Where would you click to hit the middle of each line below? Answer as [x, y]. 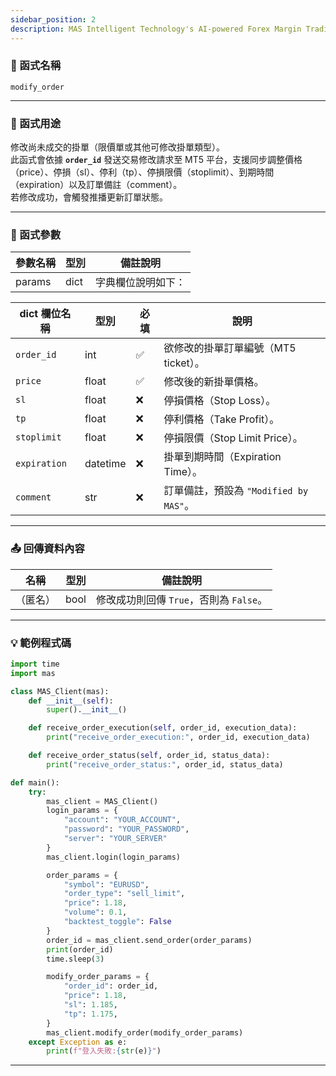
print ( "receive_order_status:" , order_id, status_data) [165, 764]
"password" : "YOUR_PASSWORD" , [126, 829]
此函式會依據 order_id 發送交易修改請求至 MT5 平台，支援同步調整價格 [156, 160]
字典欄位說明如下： [141, 283]
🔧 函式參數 [36, 235]
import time [35, 664]
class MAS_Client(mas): [60, 691]
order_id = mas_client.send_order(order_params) [149, 940]
